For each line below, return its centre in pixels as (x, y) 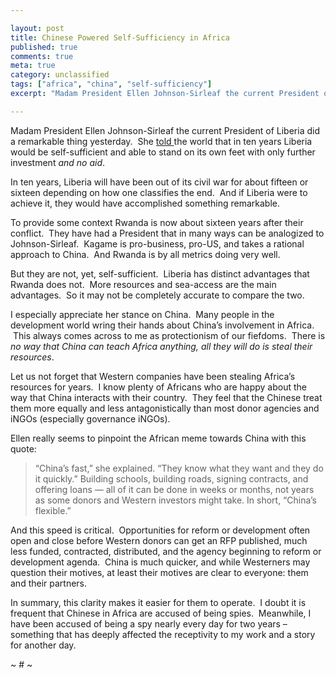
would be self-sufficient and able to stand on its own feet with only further (163, 152)
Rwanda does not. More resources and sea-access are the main (143, 284)
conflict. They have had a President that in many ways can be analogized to (167, 233)
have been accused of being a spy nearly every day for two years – (149, 623)
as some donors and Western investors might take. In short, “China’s (175, 500)
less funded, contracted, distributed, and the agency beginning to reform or (166, 551)
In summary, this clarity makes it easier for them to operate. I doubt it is (158, 602)
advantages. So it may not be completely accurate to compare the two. (157, 295)
